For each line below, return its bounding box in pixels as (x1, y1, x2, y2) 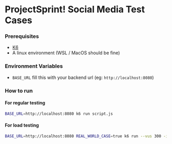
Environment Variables (5, 63, 63, 70)
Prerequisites (5, 33, 39, 40)
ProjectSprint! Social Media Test (5, 4, 145, 15)
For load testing (5, 122, 39, 129)
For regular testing (5, 100, 46, 106)
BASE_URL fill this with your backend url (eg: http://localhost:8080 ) (12, 74, 155, 80)
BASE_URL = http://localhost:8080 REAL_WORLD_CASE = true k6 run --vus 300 (5, 133, 161, 139)
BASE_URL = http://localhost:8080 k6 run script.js (5, 111, 113, 116)
